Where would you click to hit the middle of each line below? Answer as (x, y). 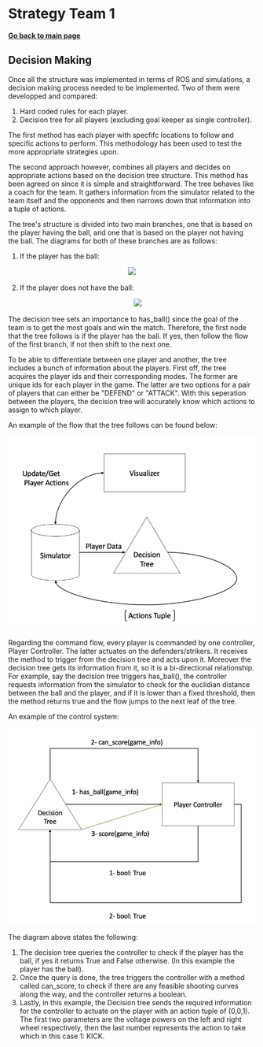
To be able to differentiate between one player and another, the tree (118, 359)
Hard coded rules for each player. (74, 111)
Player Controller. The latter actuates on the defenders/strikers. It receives (128, 652)
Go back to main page (44, 35)
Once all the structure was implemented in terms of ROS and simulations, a (129, 79)
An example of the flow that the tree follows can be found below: (113, 425)
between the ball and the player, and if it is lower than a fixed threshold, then (132, 693)
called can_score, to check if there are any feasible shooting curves (129, 986)
